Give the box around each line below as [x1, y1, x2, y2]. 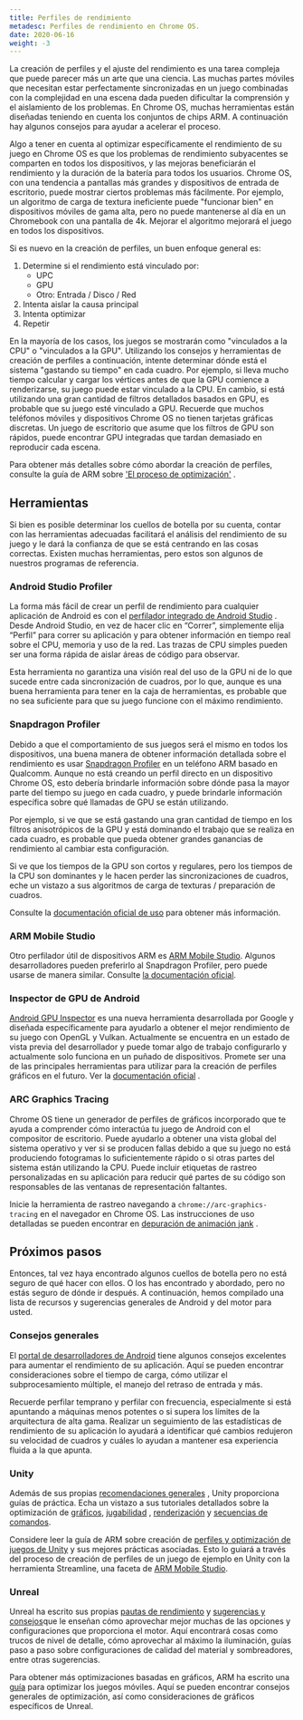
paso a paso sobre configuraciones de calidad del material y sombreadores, [9, 1645, 294, 1656]
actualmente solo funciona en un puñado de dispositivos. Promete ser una [9, 1051, 287, 1062]
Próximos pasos [9, 1243, 102, 1260]
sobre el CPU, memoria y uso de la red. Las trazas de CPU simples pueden [9, 640, 288, 651]
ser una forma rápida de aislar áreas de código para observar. [9, 649, 241, 660]
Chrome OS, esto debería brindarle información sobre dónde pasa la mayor [9, 777, 290, 788]
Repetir [22, 318, 50, 329]
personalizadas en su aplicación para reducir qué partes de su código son [9, 1171, 287, 1183]
